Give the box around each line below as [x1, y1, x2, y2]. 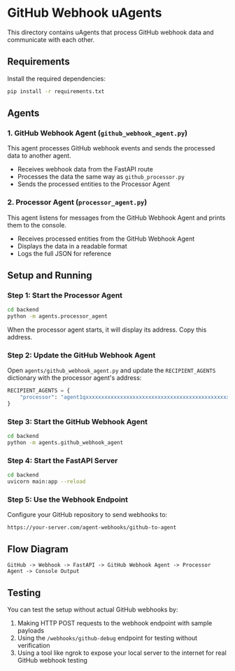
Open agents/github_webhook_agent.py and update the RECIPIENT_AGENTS [7, 366, 216, 375]
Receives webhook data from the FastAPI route [17, 165, 154, 174]
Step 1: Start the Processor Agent [7, 290, 123, 300]
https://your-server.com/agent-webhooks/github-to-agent [7, 524, 177, 531]
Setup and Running [7, 269, 92, 281]
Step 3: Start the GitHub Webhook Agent [7, 416, 148, 426]
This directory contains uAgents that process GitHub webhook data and [7, 28, 215, 36]
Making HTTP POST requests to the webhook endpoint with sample [17, 619, 213, 627]
